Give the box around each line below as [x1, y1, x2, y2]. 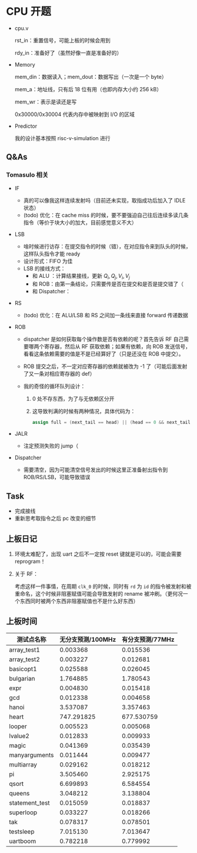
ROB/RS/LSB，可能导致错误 [23, 474, 91, 481]
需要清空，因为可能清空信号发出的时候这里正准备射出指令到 [23, 466, 168, 473]
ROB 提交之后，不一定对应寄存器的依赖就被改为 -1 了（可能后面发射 [23, 363, 188, 370]
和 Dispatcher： [32, 288, 71, 295]
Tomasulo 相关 [6, 171, 49, 179]
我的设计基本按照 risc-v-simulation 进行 [14, 134, 111, 141]
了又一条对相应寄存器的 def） [23, 370, 95, 377]
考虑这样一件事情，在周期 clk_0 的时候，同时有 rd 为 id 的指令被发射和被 [14, 583, 192, 590]
